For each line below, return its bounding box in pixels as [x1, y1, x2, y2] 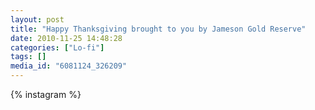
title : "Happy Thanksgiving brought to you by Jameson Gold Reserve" [10, 24, 307, 34]
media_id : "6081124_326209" [10, 61, 128, 71]
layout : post [10, 14, 65, 25]
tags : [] [10, 52, 47, 62]
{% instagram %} [10, 89, 82, 100]
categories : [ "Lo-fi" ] [10, 42, 105, 53]
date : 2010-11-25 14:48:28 [10, 33, 123, 43]
